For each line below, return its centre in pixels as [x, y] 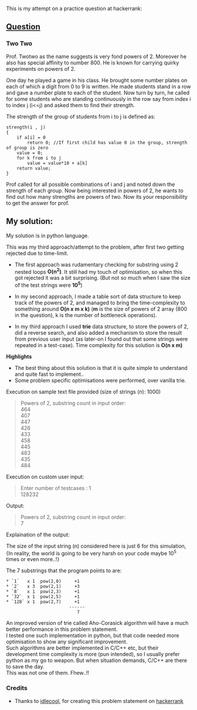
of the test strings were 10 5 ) [49, 285]
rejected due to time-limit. [37, 253]
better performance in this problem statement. [62, 629]
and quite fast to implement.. [49, 374]
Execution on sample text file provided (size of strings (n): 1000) [84, 392]
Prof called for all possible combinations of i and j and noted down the [91, 184]
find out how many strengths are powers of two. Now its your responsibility [97, 196]
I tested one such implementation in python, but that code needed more [93, 636]
